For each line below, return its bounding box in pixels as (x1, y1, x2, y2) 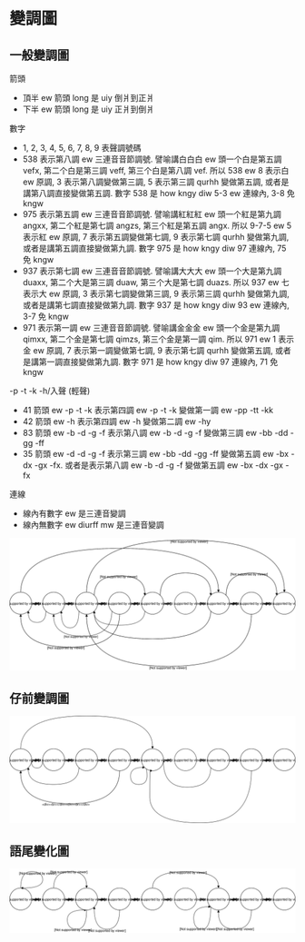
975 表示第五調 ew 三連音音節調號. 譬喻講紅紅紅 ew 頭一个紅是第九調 (22, 209, 281, 219)
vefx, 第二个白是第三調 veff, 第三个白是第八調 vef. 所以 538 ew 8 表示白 (22, 165, 290, 175)
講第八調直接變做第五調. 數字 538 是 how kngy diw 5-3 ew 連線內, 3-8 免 (22, 188, 295, 198)
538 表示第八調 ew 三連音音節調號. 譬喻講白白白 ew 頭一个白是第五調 (22, 154, 282, 164)
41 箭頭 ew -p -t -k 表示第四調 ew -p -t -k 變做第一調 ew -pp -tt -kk (22, 405, 274, 415)
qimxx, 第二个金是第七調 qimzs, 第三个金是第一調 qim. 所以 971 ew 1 (22, 333, 277, 344)
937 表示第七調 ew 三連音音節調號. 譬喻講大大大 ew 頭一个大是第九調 (22, 265, 282, 276)
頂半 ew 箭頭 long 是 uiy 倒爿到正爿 (22, 93, 154, 103)
